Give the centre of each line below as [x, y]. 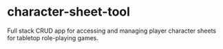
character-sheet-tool [69, 12]
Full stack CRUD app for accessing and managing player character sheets [112, 31]
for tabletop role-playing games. [53, 37]
